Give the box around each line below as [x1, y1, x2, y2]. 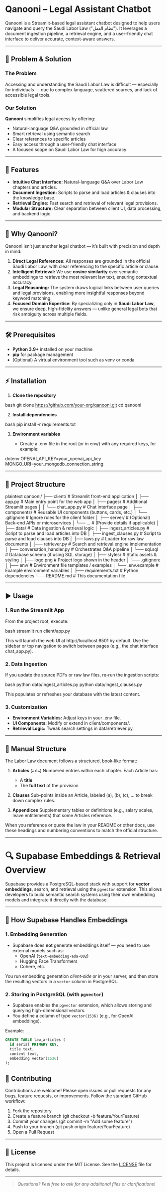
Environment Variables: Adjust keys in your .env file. [12, 715, 121, 721]
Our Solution [5, 104, 36, 111]
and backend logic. [12, 210, 52, 216]
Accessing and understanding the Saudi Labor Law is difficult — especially [5, 81, 159, 87]
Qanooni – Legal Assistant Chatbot [5, 3, 151, 15]
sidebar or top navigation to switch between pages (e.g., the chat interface [5, 643, 159, 649]
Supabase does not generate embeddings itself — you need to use [12, 942, 150, 948]
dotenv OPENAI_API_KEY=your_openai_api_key [5, 456, 101, 462]
